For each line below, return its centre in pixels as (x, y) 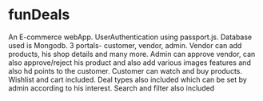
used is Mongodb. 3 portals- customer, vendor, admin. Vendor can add (125, 45)
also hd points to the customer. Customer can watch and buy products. (125, 71)
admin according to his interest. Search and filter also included (112, 88)
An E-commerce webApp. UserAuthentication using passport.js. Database (130, 37)
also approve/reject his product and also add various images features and (130, 63)
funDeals (39, 15)
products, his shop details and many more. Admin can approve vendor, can (132, 54)
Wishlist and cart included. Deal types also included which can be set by (128, 79)
